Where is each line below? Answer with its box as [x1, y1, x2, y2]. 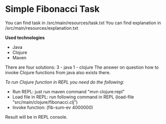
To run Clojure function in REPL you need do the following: [5, 79, 124, 85]
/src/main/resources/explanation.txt [5, 25, 78, 31]
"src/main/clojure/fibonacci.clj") [12, 99, 78, 105]
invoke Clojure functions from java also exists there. [5, 69, 111, 75]
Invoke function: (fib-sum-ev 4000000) [12, 104, 93, 110]
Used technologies [5, 35, 45, 41]
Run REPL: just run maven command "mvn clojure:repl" [12, 88, 125, 94]
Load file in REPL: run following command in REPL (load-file [12, 94, 134, 100]
